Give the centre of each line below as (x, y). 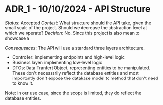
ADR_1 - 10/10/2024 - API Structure (78, 9)
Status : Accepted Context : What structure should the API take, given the (78, 23)
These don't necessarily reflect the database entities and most (75, 73)
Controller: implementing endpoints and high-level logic (68, 57)
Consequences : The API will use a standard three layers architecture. (75, 48)
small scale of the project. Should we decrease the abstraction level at (76, 27)
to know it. (23, 83)
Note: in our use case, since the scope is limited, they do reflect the (73, 93)
